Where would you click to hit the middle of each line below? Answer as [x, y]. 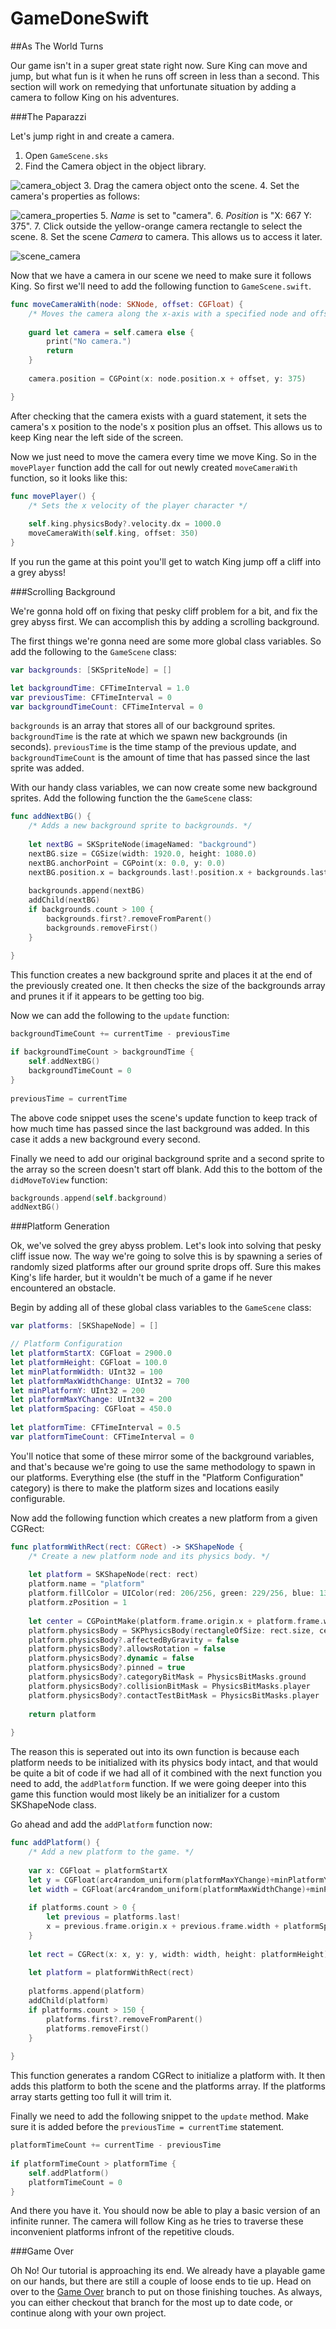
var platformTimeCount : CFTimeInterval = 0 [102, 1437]
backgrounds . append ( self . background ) [89, 1198]
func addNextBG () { [51, 817]
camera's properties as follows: [75, 196]
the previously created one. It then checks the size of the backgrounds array [168, 985]
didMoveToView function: [59, 1179]
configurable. [38, 1498]
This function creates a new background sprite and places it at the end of [161, 974]
